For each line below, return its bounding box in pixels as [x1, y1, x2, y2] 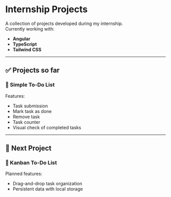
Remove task [12, 114, 40, 120]
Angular [12, 36, 31, 42]
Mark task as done [12, 108, 52, 114]
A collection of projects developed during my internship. [5, 20, 123, 26]
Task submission [12, 103, 48, 109]
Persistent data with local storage [12, 186, 83, 192]
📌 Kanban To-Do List [5, 159, 57, 166]
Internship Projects [5, 4, 88, 15]
